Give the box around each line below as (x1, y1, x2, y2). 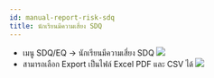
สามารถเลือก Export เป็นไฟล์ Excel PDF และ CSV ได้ (22, 58, 194, 69)
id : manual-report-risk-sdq (9, 13, 116, 22)
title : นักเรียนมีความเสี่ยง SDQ (9, 22, 102, 30)
